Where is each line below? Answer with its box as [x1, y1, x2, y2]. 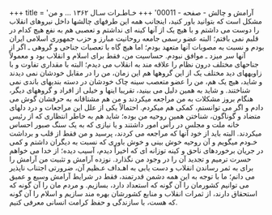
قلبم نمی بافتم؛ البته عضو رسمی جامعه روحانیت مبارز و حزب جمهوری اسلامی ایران [9, 33, 259, 43]
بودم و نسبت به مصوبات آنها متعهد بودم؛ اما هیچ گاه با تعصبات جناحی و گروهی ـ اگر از [9, 42, 265, 52]
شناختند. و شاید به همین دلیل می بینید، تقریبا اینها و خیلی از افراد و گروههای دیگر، [9, 85, 251, 95]
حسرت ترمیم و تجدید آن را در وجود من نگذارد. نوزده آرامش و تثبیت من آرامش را [9, 154, 252, 164]
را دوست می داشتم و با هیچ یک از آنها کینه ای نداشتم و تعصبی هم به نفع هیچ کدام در [9, 25, 260, 34]
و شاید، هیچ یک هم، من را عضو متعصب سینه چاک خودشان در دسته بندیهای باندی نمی [9, 77, 263, 86]
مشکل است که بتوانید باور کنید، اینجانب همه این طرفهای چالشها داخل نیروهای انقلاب [9, 16, 262, 26]
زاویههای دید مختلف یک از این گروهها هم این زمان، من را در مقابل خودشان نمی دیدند [9, 68, 262, 77]
